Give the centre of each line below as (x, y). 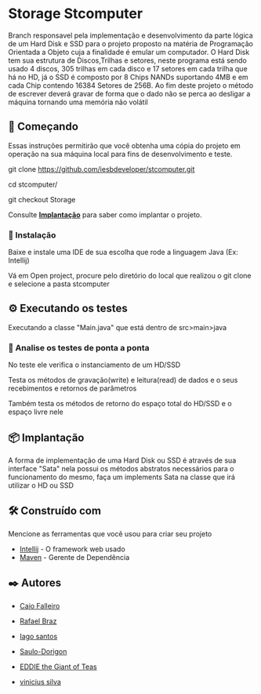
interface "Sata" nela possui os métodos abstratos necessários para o (121, 468)
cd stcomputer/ (33, 184)
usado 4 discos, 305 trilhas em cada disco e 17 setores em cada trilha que (128, 68)
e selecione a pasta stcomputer (59, 284)
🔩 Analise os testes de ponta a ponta (79, 347)
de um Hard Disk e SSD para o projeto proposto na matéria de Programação (130, 43)
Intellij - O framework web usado (72, 549)
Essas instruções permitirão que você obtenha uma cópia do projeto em (124, 145)
